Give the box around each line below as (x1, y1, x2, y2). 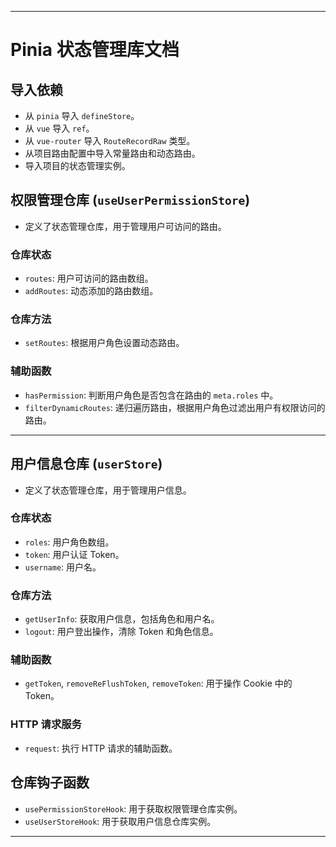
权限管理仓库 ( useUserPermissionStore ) (10, 192, 251, 209)
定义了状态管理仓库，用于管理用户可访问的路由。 (24, 220, 227, 232)
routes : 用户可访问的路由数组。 (24, 272, 154, 285)
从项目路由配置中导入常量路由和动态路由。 (24, 147, 201, 159)
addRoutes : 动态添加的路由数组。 (24, 285, 159, 297)
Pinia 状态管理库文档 (10, 39, 180, 61)
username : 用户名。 (24, 561, 102, 573)
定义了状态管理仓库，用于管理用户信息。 (24, 484, 192, 496)
